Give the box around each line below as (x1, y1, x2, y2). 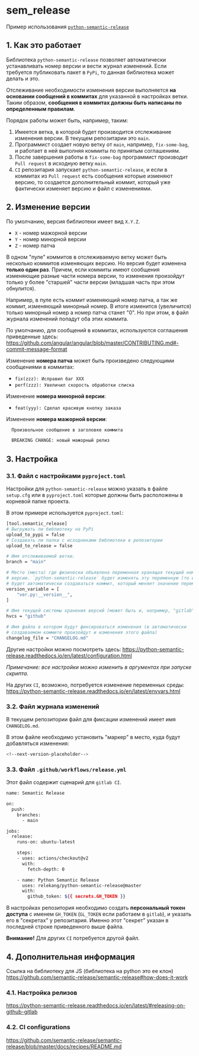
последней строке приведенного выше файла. (6, 923, 124, 930)
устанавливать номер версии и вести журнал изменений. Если (6, 62, 167, 69)
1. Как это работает (6, 40, 82, 50)
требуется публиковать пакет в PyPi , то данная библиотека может (6, 69, 175, 76)
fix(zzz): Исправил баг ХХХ (14, 375, 84, 382)
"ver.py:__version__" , (17, 592, 73, 598)
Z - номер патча (14, 242, 55, 249)
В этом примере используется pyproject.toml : (6, 509, 124, 516)
